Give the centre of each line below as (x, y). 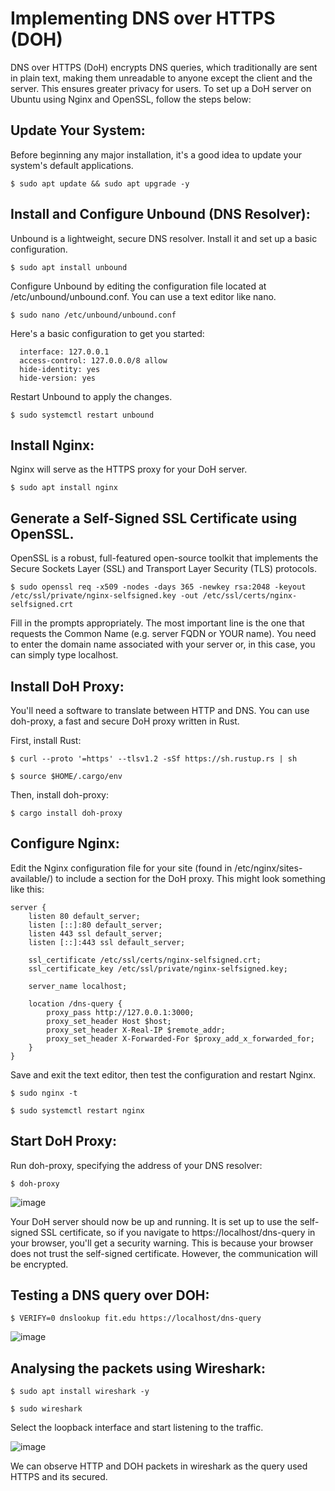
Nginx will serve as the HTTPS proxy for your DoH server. (129, 469)
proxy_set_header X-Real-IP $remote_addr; (136, 1030)
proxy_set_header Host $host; (109, 1021)
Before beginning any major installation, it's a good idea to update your (156, 154)
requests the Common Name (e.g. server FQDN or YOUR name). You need (163, 634)
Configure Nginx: (65, 843)
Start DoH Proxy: (64, 1141)
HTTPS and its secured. (59, 1477)
